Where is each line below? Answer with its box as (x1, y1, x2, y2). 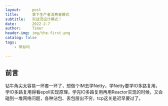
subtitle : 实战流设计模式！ (5, 16, 62, 21)
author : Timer (5, 26, 43, 31)
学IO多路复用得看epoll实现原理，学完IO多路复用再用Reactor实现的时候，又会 (5, 89, 163, 95)
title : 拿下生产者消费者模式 (5, 12, 69, 17)
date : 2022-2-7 (5, 21, 50, 26)
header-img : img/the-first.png (5, 30, 70, 35)
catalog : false (5, 35, 37, 40)
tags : (5, 40, 16, 45)
